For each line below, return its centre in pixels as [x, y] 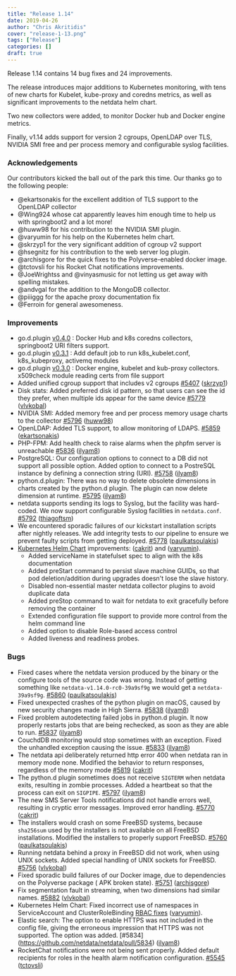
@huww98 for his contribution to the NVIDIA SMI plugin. [99, 230]
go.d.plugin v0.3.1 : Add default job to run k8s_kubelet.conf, [104, 353]
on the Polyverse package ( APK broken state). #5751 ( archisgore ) [113, 882]
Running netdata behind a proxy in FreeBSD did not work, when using [118, 852]
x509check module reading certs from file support [91, 376]
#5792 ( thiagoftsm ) [45, 518]
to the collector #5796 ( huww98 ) [66, 421]
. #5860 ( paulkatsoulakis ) [80, 695]
